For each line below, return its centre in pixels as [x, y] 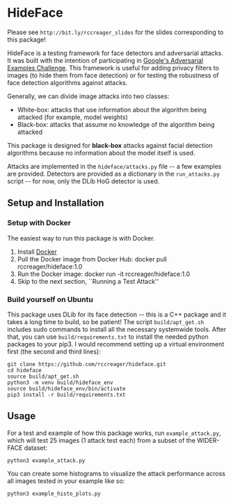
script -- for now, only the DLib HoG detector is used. [83, 181]
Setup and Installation [56, 203]
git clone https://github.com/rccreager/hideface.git [87, 364]
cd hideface [24, 370]
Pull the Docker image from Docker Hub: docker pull [92, 259]
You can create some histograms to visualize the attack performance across [116, 473]
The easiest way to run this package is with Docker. [81, 238]
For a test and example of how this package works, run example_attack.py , [114, 433]
